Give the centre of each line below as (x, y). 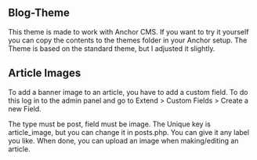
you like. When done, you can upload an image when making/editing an (123, 140)
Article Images (45, 73)
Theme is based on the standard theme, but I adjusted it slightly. (112, 48)
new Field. (25, 108)
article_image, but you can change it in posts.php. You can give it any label (128, 132)
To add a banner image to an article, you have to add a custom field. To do (128, 92)
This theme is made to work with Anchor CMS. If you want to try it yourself (128, 31)
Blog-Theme (39, 13)
